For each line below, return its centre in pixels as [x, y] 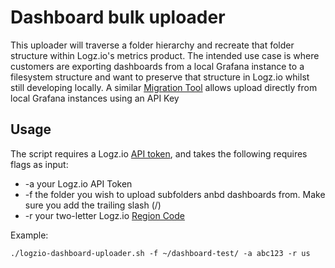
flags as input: [39, 164]
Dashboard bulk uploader [118, 17]
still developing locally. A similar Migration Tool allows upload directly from [164, 87]
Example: [29, 235]
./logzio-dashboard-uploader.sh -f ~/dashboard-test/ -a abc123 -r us [160, 253]
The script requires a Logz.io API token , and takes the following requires [159, 153]
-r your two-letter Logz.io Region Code [104, 215]
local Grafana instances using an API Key [95, 98]
